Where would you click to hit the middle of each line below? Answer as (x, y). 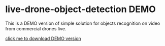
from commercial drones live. (36, 28)
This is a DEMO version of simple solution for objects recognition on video (83, 23)
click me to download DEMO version (43, 38)
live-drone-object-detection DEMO (80, 9)
